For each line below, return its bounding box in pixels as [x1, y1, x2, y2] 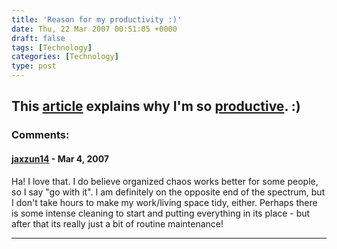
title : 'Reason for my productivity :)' [11, 14, 183, 25]
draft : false [11, 33, 66, 43]
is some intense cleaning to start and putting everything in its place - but [11, 207, 311, 219]
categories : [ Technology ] [11, 52, 119, 62]
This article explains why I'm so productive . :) [11, 98, 301, 115]
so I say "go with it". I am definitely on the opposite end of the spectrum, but [11, 186, 326, 198]
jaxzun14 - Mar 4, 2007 [11, 152, 109, 165]
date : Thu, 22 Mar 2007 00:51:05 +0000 [11, 24, 178, 34]
